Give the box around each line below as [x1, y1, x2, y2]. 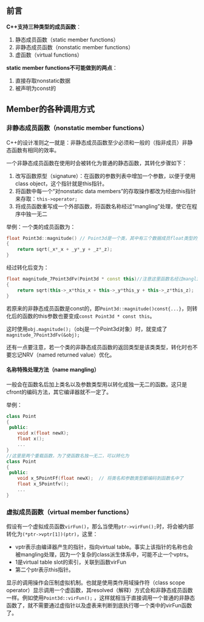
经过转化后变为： [6, 264, 49, 271]
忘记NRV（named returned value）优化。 [11, 351, 115, 358]
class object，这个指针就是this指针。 [15, 180, 108, 187]
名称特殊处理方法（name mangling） [6, 366, 100, 374]
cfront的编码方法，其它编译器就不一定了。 [6, 388, 112, 395]
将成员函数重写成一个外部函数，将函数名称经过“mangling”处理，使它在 [15, 202, 192, 210]
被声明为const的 [15, 84, 56, 92]
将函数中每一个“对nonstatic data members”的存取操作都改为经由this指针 [15, 187, 196, 194]
